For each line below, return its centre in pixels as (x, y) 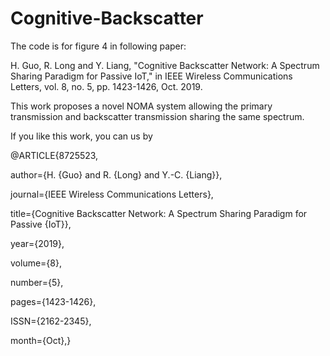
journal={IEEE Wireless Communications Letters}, (112, 194)
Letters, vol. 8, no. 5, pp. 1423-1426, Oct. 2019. (106, 86)
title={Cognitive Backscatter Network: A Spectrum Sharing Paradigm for (159, 213)
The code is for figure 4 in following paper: (98, 46)
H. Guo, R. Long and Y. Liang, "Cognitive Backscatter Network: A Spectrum (165, 65)
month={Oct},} (41, 340)
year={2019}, (37, 243)
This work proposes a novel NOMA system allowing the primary (141, 106)
